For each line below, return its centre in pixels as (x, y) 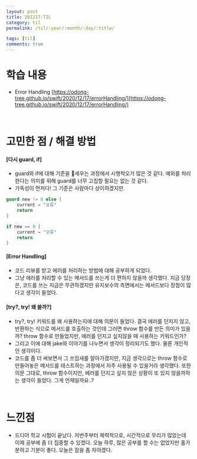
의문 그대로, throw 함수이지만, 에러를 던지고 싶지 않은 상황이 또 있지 (92, 373)
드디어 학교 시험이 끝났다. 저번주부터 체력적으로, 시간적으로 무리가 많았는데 (101, 435)
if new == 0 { (24, 227)
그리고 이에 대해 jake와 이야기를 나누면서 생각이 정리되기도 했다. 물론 (93, 343)
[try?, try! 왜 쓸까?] (29, 307)
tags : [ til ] (21, 39)
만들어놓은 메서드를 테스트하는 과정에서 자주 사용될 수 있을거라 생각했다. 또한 (103, 365)
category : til (24, 22)
